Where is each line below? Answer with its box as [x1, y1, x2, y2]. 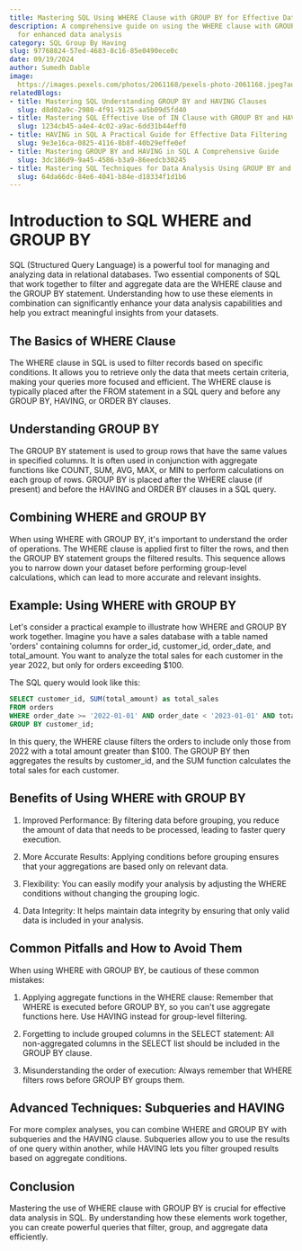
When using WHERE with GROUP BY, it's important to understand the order [9, 533, 288, 544]
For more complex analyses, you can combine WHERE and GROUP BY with [9, 1124, 288, 1135]
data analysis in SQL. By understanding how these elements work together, [9, 1212, 288, 1223]
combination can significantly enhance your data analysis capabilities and [9, 298, 283, 308]
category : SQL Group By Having [9, 38, 127, 48]
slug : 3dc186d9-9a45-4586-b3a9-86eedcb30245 [17, 155, 187, 165]
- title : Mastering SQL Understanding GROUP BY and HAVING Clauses [9, 96, 268, 106]
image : [9, 72, 34, 81]
